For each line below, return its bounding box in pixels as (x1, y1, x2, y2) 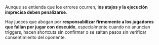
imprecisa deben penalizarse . (5, 9, 68, 15)
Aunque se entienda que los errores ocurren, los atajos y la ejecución (5, 4, 148, 10)
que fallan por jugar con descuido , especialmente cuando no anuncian (5, 24, 151, 30)
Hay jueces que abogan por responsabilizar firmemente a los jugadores (5, 19, 154, 24)
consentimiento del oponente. (5, 34, 66, 40)
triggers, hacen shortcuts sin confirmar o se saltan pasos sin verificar (5, 29, 147, 35)
